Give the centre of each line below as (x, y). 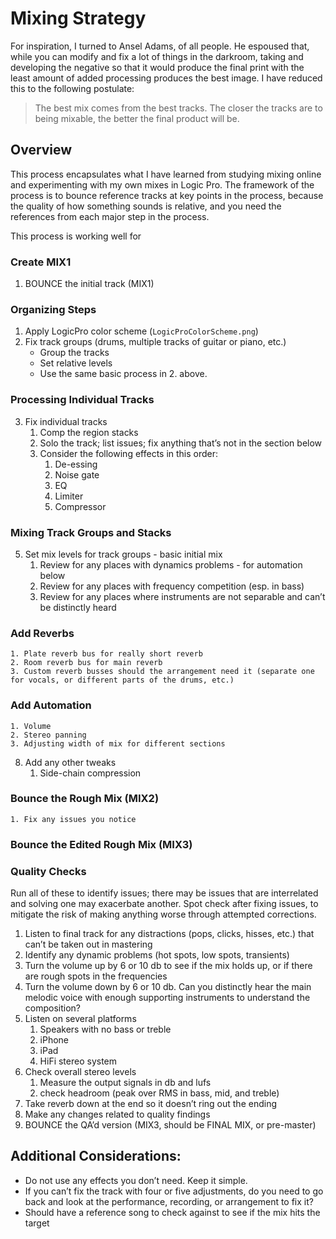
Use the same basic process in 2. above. (123, 374)
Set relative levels (76, 363)
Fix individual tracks (66, 421)
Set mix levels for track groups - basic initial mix (123, 554)
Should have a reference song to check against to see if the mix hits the (172, 1212)
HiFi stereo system (78, 1061)
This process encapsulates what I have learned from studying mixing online (166, 174)
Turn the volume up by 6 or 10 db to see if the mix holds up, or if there (168, 966)
